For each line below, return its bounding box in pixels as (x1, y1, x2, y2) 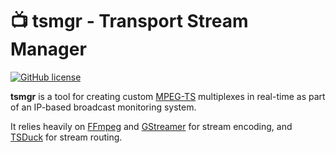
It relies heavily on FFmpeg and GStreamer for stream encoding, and (10, 120, 293, 132)
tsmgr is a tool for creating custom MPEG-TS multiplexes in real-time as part (10, 90, 326, 102)
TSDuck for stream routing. (10, 131, 123, 143)
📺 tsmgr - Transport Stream (10, 10, 249, 33)
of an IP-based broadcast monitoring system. (10, 101, 197, 113)
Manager (10, 38, 87, 61)
